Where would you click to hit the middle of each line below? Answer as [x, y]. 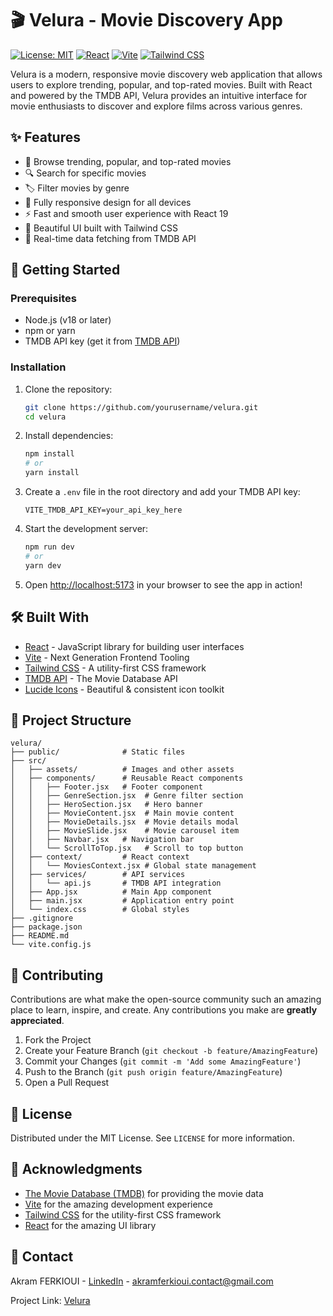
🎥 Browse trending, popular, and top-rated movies [128, 161]
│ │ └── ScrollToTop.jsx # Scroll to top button [127, 848]
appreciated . [37, 1021]
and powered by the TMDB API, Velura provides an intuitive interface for [159, 95]
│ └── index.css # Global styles [100, 910]
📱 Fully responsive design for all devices [108, 202]
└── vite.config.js [51, 945]
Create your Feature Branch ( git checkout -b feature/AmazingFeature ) [171, 1051]
